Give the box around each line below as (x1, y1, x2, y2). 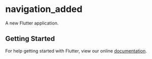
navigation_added (5, 3, 83, 15)
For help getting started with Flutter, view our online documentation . (5, 47, 147, 53)
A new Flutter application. (5, 20, 59, 26)
